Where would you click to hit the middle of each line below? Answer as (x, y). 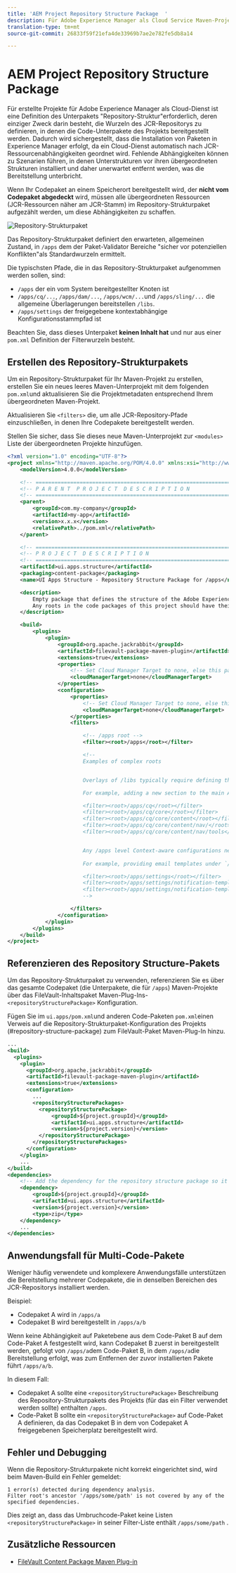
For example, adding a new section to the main (153, 793)
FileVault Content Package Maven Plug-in (78, 1561)
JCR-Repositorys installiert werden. (59, 1288)
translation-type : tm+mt (44, 27)
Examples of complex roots (122, 761)
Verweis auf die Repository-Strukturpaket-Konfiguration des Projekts (107, 1024)
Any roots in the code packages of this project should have (124, 605)
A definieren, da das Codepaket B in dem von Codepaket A (103, 1423)
